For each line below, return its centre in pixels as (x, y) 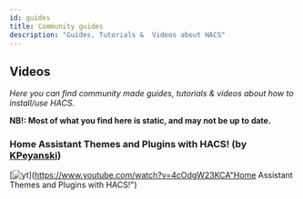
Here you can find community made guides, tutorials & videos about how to (151, 94)
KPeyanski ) (35, 155)
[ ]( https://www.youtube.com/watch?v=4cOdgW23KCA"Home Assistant (151, 175)
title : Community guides (56, 26)
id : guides (30, 18)
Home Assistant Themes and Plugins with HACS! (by (128, 144)
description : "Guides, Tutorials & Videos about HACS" (117, 35)
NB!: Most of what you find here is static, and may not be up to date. (140, 121)
